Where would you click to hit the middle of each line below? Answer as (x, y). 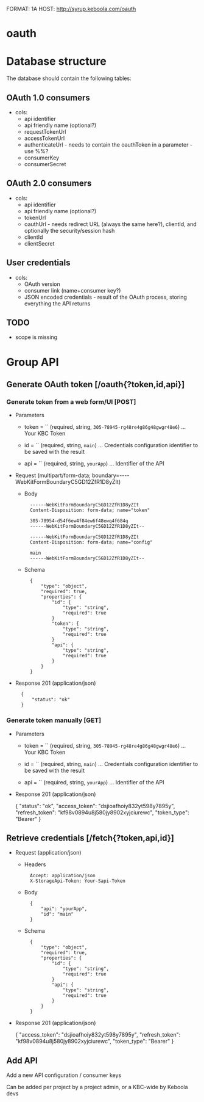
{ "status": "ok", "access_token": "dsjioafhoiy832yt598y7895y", (95, 806)
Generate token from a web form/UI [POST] (71, 401)
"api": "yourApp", (64, 909)
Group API (33, 362)
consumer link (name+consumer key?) (72, 290)
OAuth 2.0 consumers (49, 184)
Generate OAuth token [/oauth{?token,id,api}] (96, 384)
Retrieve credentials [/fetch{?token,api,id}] (90, 838)
